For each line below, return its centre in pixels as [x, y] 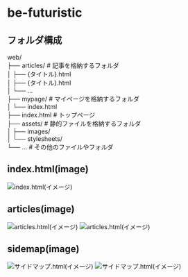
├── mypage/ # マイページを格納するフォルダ [74, 99]
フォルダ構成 [35, 40]
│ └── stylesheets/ [35, 139]
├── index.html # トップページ [51, 115]
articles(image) [41, 209]
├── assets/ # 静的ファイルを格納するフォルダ [74, 124]
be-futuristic [45, 13]
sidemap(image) [43, 249]
